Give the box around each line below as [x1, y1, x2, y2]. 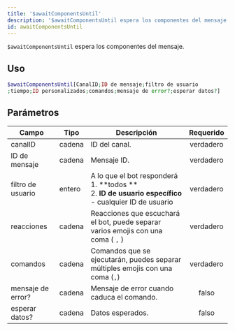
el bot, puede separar [90, 217, 162, 227]
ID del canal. [90, 139, 131, 149]
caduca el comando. [90, 292, 158, 302]
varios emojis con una [90, 226, 163, 235]
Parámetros [7, 107, 59, 119]
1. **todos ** [90, 179, 138, 189]
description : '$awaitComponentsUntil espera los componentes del [7, 17, 201, 24]
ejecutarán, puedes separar [90, 254, 182, 264]
